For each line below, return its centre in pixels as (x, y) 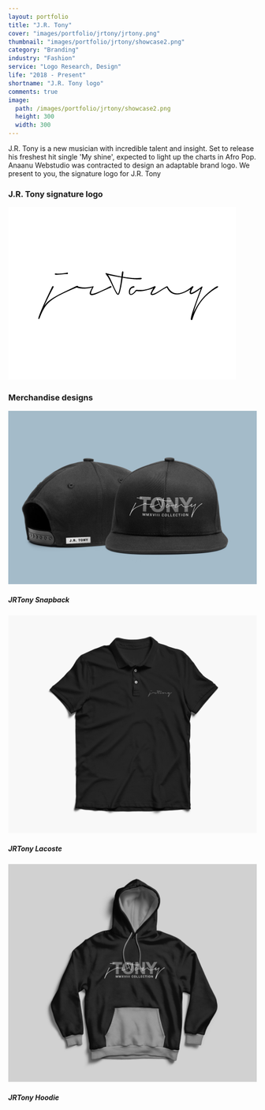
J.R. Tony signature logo (56, 194)
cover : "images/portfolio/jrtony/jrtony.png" (84, 33)
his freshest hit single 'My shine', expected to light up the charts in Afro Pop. (132, 157)
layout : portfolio (38, 17)
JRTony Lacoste (35, 848)
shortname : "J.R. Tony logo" (56, 83)
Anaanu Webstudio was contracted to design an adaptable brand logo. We (129, 165)
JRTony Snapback (39, 600)
